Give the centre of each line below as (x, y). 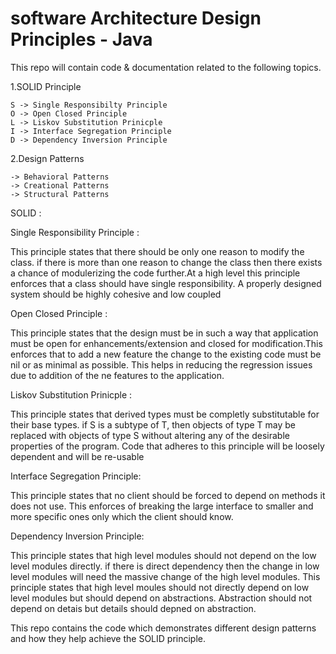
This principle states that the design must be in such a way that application (164, 333)
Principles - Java (81, 39)
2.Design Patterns (47, 158)
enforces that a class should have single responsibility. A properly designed (166, 283)
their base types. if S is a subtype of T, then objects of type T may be (153, 424)
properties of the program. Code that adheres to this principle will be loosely (167, 446)
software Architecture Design (136, 18)
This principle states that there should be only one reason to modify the (157, 251)
